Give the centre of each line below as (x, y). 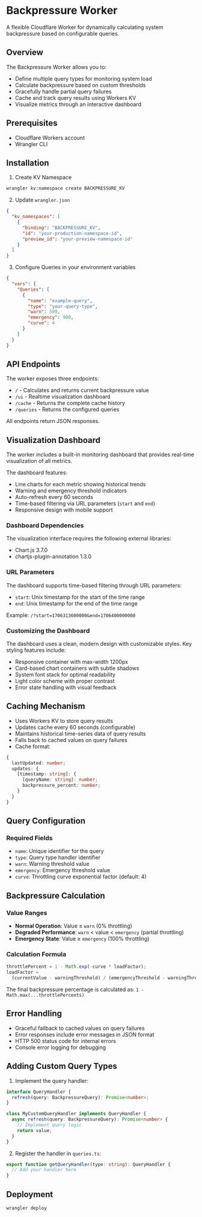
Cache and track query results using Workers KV (75, 98)
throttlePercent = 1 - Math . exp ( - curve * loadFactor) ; (76, 967)
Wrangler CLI (31, 144)
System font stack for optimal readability (65, 675)
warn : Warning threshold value (52, 864)
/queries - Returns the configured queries (67, 409)
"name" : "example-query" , (60, 301)
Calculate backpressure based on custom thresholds (80, 85)
